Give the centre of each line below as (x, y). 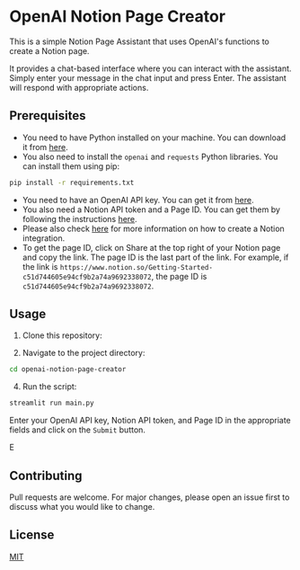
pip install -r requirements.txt (72, 183)
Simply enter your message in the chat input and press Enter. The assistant (148, 77)
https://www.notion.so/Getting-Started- (137, 267)
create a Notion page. (49, 50)
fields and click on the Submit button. (78, 430)
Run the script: (49, 387)
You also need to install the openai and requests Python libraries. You (150, 156)
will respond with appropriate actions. (79, 87)
